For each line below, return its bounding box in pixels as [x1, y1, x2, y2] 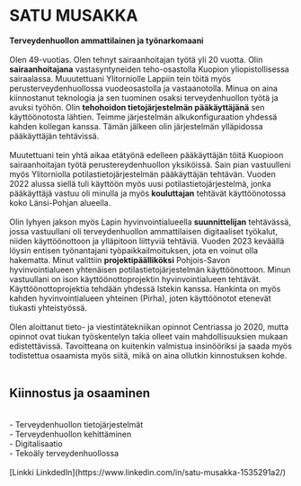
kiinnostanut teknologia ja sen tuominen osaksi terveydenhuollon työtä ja [9, 92, 279, 103]
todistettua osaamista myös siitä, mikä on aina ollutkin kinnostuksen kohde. [9, 349, 288, 360]
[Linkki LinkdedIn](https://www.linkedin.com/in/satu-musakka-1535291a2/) [9, 466, 286, 477]
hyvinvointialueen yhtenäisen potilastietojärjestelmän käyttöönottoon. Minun [9, 264, 291, 275]
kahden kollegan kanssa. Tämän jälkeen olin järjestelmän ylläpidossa [9, 120, 263, 131]
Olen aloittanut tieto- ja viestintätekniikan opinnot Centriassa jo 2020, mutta [9, 321, 289, 332]
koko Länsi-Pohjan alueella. [9, 197, 111, 208]
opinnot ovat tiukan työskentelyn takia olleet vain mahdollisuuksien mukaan [9, 331, 288, 341]
